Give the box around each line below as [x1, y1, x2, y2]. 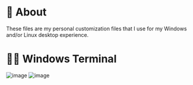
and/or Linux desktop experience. [6, 31, 89, 38]
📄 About [6, 5, 47, 19]
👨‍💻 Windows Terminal [6, 52, 117, 66]
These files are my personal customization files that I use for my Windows [6, 25, 187, 32]
